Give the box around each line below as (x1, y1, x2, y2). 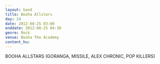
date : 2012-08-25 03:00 (5, 21, 55, 26)
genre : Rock (5, 30, 30, 35)
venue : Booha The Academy (5, 35, 59, 40)
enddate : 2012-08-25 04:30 (5, 26, 61, 31)
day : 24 (5, 16, 21, 21)
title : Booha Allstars (5, 12, 52, 17)
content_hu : (5, 40, 30, 45)
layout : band (5, 7, 32, 12)
